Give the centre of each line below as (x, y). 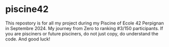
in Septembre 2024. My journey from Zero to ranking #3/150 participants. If (84, 28)
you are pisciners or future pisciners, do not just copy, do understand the (82, 33)
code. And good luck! (28, 39)
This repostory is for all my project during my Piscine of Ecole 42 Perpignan (84, 23)
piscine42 (27, 9)
